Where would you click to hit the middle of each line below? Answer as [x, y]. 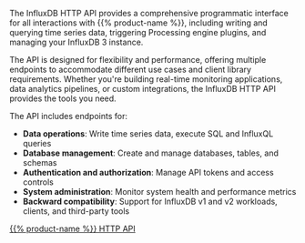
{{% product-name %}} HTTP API [73, 228]
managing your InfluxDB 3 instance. [76, 42]
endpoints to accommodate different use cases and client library [131, 69]
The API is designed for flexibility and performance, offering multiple [138, 60]
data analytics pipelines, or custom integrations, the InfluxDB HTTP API [142, 89]
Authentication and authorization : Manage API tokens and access [148, 172]
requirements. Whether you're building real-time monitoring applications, [146, 79]
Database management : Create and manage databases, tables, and [151, 153]
